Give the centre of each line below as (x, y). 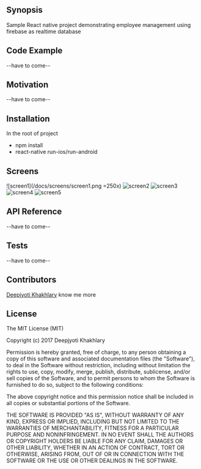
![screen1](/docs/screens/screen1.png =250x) (64, 186)
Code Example (35, 51)
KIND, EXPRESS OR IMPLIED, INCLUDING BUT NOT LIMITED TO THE (93, 422)
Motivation (27, 85)
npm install (29, 145)
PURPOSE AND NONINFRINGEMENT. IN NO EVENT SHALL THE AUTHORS (100, 435)
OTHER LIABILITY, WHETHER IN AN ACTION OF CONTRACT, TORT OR (95, 448)
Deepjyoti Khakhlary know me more (51, 294)
